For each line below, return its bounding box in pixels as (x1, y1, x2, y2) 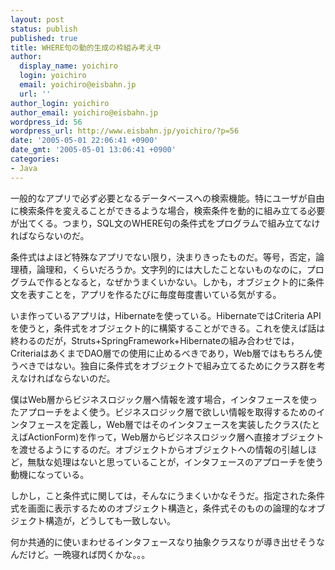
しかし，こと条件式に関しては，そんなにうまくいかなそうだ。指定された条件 (10, 489, 325, 501)
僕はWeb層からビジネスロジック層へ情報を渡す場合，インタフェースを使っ (10, 393, 318, 405)
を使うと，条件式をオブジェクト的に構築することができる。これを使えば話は (10, 322, 326, 334)
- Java (10, 163, 38, 173)
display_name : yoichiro (19, 61, 118, 71)
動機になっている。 (10, 468, 90, 480)
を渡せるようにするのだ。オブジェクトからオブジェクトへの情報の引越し (10, 443, 308, 455)
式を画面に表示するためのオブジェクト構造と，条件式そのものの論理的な (10, 502, 308, 514)
